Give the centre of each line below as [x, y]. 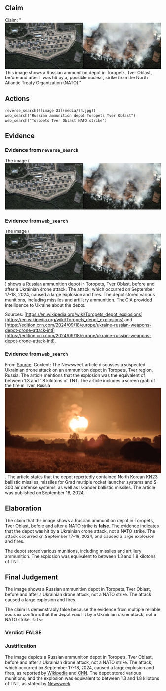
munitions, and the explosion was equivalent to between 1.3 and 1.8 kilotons [82, 678]
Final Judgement [32, 577]
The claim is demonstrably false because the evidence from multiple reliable [83, 609]
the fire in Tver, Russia [28, 386]
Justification [21, 646]
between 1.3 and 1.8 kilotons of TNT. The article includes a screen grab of [80, 381]
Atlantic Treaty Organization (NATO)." [43, 83]
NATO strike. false [24, 620]
